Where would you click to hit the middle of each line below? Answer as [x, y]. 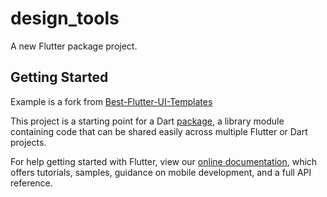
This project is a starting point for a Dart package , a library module [147, 121]
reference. [31, 183]
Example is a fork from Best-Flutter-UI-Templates [111, 101]
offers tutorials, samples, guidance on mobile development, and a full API [161, 172]
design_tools [65, 18]
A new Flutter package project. [74, 46]
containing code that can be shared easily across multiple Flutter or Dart [159, 131]
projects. [28, 142]
